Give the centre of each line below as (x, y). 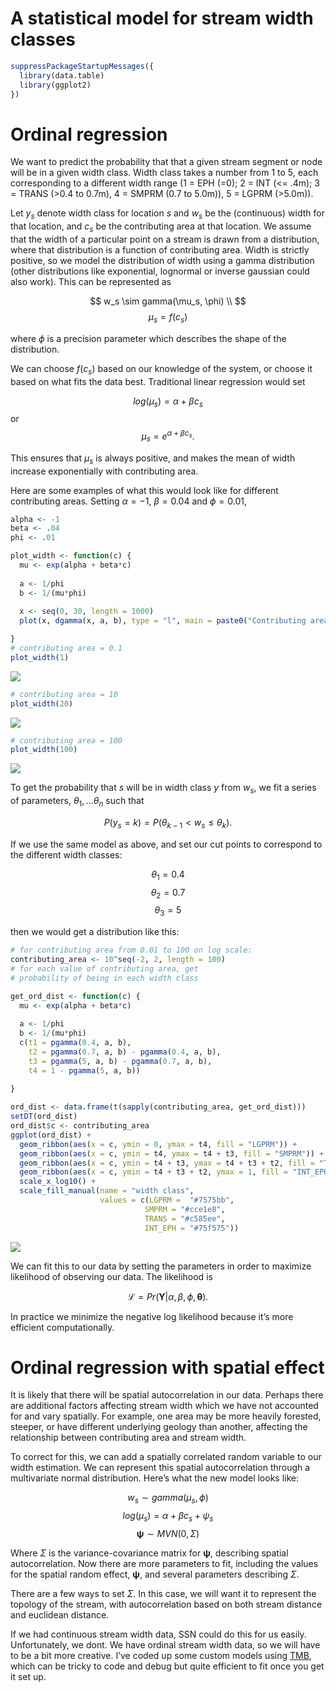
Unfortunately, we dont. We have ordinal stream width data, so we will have (165, 1645)
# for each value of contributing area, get (104, 968)
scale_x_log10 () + (58, 1182)
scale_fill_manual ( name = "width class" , (107, 1191)
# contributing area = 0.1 (66, 648)
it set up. (28, 1677)
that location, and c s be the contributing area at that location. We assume (161, 227)
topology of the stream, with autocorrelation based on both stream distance (166, 1604)
